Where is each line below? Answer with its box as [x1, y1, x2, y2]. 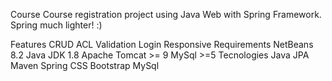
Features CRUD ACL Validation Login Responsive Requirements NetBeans [10, 39, 314, 50]
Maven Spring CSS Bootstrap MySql [10, 60, 160, 71]
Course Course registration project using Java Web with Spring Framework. [10, 9, 322, 20]
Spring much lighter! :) [10, 19, 103, 31]
